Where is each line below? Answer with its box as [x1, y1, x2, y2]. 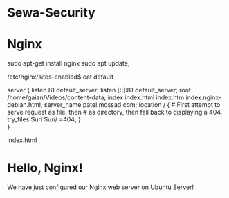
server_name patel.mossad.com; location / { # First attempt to [44, 101, 221, 109]
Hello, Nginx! [7, 160, 83, 176]
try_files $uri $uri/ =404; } [7, 115, 82, 123]
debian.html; [7, 101, 43, 109]
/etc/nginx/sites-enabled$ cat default [7, 72, 114, 81]
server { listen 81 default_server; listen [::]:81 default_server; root [7, 86, 192, 95]
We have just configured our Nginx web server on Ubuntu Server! [7, 183, 194, 191]
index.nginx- [185, 93, 221, 101]
